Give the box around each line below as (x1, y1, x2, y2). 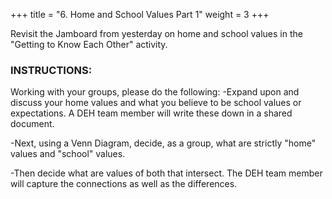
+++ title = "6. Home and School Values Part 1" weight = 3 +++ (10, 9, 270, 20)
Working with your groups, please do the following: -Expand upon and (10, 86, 300, 98)
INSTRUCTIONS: (10, 63, 93, 77)
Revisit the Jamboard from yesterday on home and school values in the (10, 28, 303, 39)
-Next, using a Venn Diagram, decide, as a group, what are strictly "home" (10, 137, 317, 149)
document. (10, 118, 55, 130)
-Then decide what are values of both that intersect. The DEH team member (10, 167, 323, 179)
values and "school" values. (10, 148, 126, 160)
